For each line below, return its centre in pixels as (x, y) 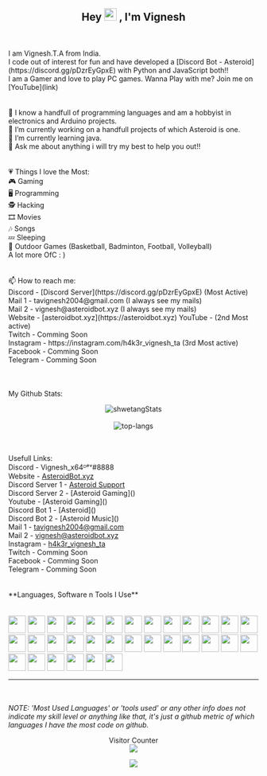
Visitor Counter (133, 740)
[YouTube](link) (33, 87)
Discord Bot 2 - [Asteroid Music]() (64, 518)
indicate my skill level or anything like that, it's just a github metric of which (132, 716)
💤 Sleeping (27, 237)
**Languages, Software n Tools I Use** (74, 595)
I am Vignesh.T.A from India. (54, 53)
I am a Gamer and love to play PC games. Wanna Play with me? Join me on (131, 78)
